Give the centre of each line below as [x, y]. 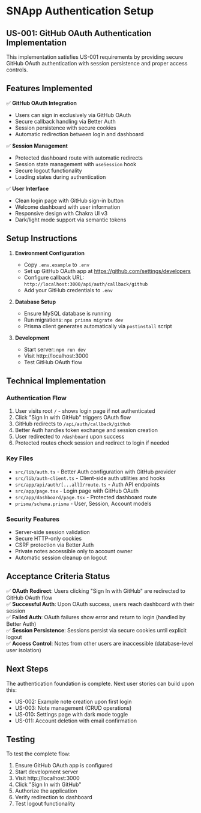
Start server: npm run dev [55, 349]
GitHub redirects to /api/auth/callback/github [73, 424]
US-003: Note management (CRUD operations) [73, 708]
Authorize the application [46, 791]
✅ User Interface [28, 188]
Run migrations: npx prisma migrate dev [73, 320]
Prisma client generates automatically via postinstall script [98, 326]
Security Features [33, 519]
